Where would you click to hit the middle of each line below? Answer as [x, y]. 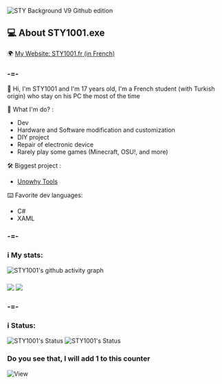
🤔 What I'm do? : [30, 109]
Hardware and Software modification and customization [96, 130]
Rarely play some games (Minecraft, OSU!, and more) [92, 152]
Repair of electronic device [55, 145]
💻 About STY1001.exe [56, 33]
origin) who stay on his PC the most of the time [74, 96]
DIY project [33, 137]
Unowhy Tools [37, 181]
